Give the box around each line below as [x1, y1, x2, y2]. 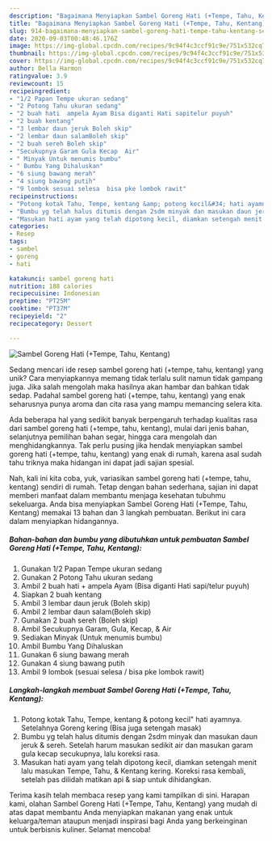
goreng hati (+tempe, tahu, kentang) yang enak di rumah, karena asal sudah [9, 449, 262, 459]
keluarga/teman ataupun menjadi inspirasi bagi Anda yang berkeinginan [9, 816, 248, 826]
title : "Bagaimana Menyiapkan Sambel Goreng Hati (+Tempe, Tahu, [9, 19, 233, 27]
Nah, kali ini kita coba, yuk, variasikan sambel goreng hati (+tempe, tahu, [9, 473, 251, 483]
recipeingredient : [9, 87, 71, 95]
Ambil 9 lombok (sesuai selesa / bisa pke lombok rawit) [20, 666, 205, 676]
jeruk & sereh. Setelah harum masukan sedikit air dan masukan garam [20, 740, 253, 750]
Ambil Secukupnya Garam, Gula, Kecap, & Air [20, 623, 172, 633]
